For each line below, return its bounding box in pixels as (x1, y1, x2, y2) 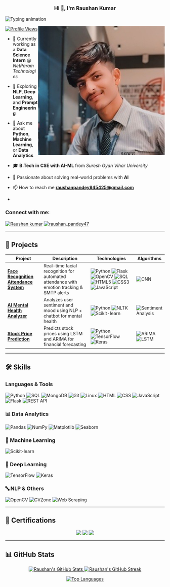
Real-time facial (44, 262, 77, 268)
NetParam (12, 63, 34, 69)
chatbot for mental (44, 313, 82, 319)
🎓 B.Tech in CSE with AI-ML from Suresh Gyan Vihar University (12, 162, 148, 169)
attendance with (44, 279, 77, 285)
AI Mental (7, 302, 29, 308)
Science (12, 52, 30, 58)
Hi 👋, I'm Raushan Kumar (54, 5, 116, 12)
